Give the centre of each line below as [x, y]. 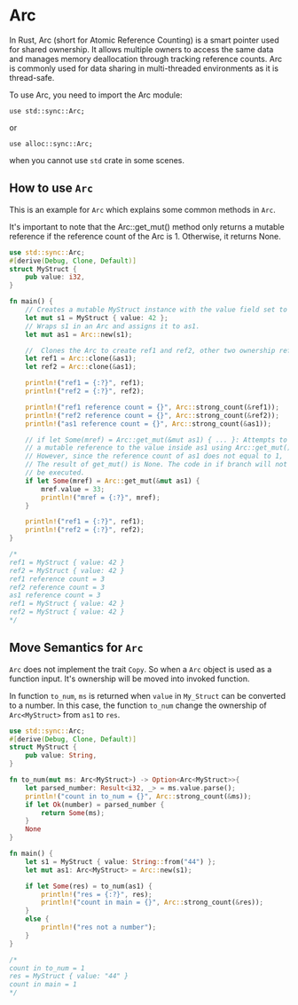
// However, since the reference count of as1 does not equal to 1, [154, 456]
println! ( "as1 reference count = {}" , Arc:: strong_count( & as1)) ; [149, 424]
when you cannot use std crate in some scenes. [97, 160]
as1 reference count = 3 [55, 595]
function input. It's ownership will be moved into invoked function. [129, 679]
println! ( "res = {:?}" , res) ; [97, 894]
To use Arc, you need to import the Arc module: [96, 95]
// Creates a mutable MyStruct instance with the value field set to [157, 310]
